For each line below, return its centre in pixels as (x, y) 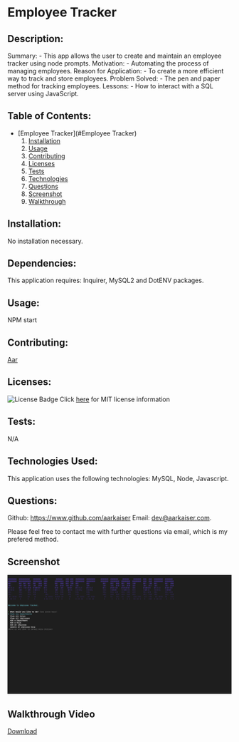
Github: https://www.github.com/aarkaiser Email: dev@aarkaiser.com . (110, 518)
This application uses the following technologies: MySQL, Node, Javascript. (118, 478)
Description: (36, 39)
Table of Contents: (49, 116)
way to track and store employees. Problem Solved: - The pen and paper (114, 78)
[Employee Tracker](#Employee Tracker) (77, 133)
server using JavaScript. (43, 94)
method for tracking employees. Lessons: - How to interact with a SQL (110, 86)
